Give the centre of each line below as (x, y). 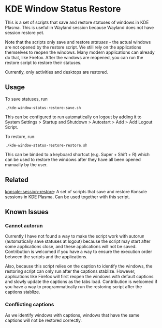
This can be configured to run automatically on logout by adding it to (73, 117)
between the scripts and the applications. (46, 257)
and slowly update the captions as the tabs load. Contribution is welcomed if (81, 281)
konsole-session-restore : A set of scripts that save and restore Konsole (76, 191)
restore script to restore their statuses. (43, 62)
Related (17, 180)
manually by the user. (26, 164)
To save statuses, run (26, 99)
